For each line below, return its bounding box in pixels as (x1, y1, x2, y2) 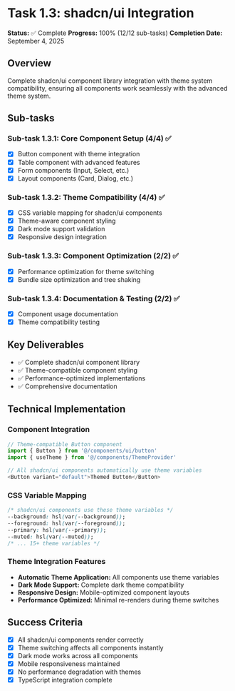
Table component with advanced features (17, 158, 140, 166)
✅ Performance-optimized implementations (17, 373, 146, 383)
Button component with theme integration (17, 150, 140, 158)
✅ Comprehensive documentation (17, 382, 117, 390)
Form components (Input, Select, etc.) (17, 166, 130, 174)
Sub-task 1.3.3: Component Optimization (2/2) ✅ (7, 251, 179, 261)
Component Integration (7, 425, 90, 435)
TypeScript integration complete (17, 675, 113, 684)
